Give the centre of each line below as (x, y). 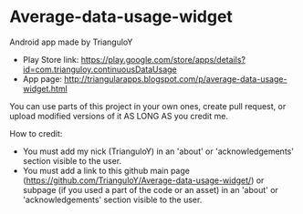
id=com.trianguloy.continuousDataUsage (100, 69)
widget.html (45, 88)
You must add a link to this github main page (106, 170)
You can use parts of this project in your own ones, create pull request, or (148, 106)
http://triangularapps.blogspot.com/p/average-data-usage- (175, 78)
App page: (42, 78)
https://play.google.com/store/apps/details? (163, 59)
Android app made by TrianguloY (71, 42)
